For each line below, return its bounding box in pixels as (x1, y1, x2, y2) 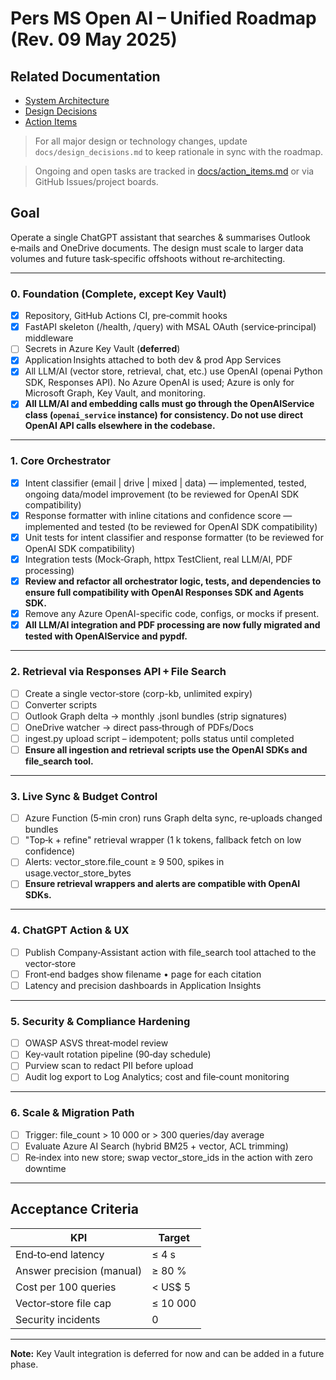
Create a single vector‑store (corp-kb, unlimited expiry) (24, 687, 253, 699)
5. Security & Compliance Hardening (10, 1014, 191, 1028)
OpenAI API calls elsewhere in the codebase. (24, 420, 216, 432)
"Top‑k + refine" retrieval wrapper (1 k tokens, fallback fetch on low (24, 834, 302, 846)
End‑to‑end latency (15, 1247, 105, 1261)
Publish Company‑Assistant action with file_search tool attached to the (24, 946, 317, 958)
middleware (24, 332, 74, 344)
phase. (10, 1358, 39, 1370)
